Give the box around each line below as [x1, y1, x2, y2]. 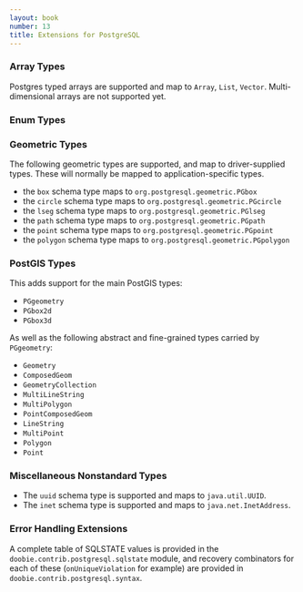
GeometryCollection [22, 381, 97, 390]
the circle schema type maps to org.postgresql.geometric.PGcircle [22, 195, 282, 206]
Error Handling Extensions [9, 523, 128, 536]
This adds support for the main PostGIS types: [9, 278, 183, 289]
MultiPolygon [22, 400, 73, 410]
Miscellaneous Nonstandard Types [9, 470, 167, 483]
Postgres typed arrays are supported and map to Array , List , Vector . [9, 81, 267, 92]
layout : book [9, 13, 59, 23]
